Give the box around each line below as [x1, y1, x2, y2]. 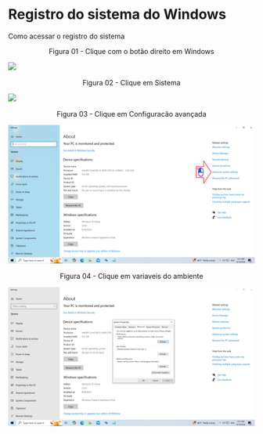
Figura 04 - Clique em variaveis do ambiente [59, 272, 204, 281]
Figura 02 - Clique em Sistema [81, 78, 182, 87]
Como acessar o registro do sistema [8, 31, 125, 41]
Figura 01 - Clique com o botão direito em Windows [49, 46, 214, 56]
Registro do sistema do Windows [8, 5, 227, 24]
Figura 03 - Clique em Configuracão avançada [56, 109, 207, 118]
